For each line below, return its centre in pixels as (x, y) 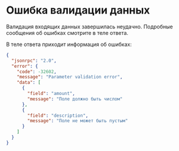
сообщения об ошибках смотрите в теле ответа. (67, 32)
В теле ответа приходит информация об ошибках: (69, 44)
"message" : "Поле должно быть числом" (75, 99)
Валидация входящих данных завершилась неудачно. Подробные (89, 27)
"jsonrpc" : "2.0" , (34, 60)
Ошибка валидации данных (78, 10)
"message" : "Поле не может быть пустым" (78, 121)
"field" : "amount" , (51, 94)
